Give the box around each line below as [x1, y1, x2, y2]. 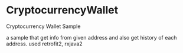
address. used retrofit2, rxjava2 [6, 40, 83, 47]
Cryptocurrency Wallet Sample [6, 23, 81, 30]
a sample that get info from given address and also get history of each [6, 34, 177, 41]
